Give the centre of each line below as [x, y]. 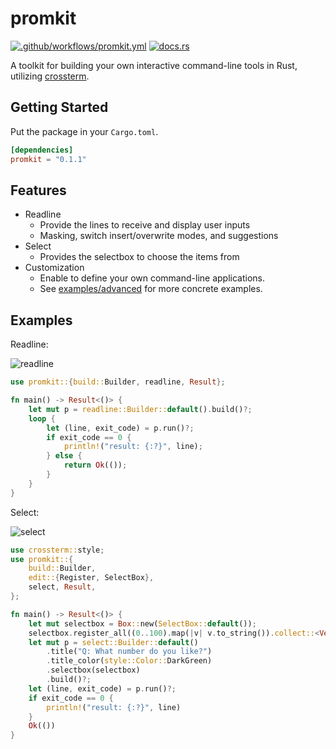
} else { [64, 456]
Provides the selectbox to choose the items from [139, 257]
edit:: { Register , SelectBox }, [91, 578]
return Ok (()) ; [95, 465]
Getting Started [59, 107]
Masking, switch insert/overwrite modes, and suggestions [159, 236]
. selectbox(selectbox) [93, 670]
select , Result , [62, 587]
